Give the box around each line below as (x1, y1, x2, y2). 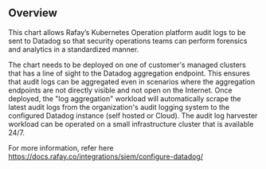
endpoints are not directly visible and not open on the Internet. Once (8, 85, 233, 95)
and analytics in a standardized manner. (8, 44, 139, 54)
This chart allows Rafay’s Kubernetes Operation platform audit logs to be (8, 27, 246, 37)
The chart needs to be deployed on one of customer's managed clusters (8, 60, 247, 69)
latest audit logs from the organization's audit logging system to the (8, 102, 230, 112)
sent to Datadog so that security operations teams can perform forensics (8, 36, 248, 45)
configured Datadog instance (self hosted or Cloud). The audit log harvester (8, 111, 258, 120)
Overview (8, 6, 58, 20)
